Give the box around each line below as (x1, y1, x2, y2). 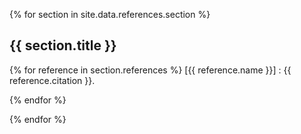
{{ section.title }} (9, 37, 117, 54)
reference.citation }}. (9, 74, 96, 86)
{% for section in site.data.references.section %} (9, 9, 211, 20)
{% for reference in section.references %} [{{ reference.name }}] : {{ (9, 64, 292, 76)
